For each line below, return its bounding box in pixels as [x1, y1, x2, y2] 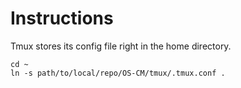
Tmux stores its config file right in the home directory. [10, 40, 232, 52]
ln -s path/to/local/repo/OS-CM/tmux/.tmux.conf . [10, 68, 226, 78]
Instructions [10, 7, 114, 30]
